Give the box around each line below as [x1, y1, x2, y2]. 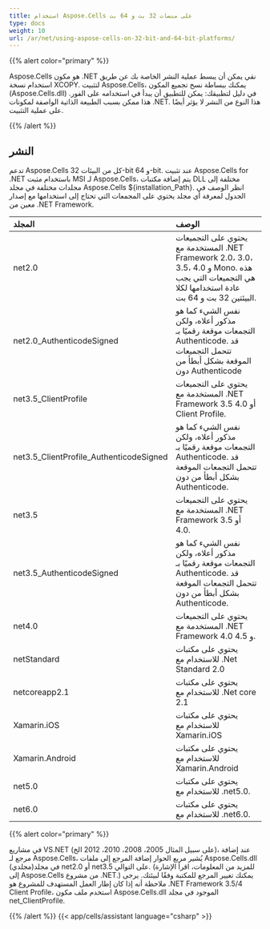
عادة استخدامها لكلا [175, 282, 240, 293]
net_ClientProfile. [9, 896, 66, 906]
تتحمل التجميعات [175, 345, 232, 356]
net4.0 [13, 621, 38, 632]
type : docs [9, 19, 46, 27]
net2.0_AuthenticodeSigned [13, 336, 119, 347]
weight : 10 [9, 26, 46, 34]
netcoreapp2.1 [13, 686, 70, 698]
